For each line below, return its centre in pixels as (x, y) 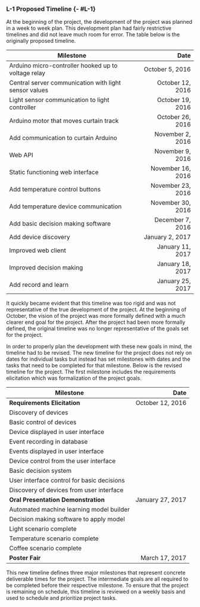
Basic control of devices (43, 422)
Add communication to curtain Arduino (63, 138)
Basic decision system (40, 471)
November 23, (171, 185)
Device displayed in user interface (57, 432)
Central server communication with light (65, 83)
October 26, (174, 117)
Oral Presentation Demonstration (57, 500)
